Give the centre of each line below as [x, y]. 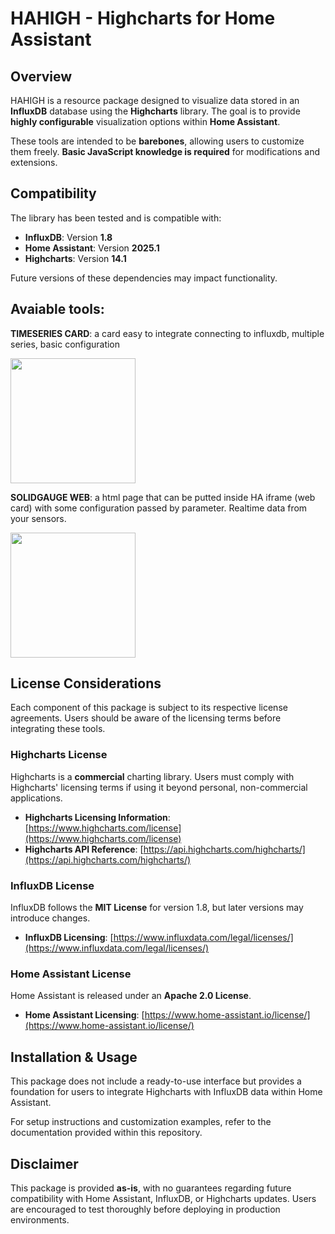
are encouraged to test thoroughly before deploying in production [145, 1209]
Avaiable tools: [57, 309]
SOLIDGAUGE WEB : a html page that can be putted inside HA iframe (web [163, 497]
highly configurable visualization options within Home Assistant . [145, 121]
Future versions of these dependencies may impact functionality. [144, 278]
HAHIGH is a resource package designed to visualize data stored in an [155, 100]
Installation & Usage [74, 1057]
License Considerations [86, 683]
